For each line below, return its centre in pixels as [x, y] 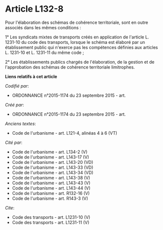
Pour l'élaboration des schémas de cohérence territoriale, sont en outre [77, 22]
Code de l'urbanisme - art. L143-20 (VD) [53, 162]
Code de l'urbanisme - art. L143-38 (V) [51, 177]
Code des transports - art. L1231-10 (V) [51, 217]
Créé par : [15, 105]
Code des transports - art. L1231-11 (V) [51, 222]
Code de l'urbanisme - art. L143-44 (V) [51, 188]
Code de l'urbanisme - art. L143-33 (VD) [53, 167]
